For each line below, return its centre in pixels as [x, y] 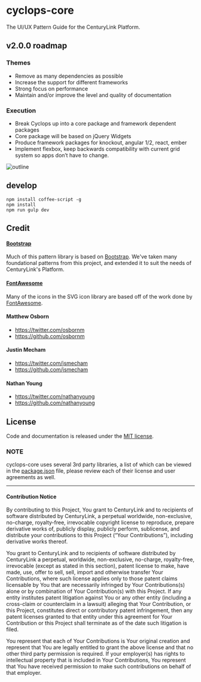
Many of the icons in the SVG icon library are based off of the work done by [99, 296]
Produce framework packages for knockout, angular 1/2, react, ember [101, 142]
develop [22, 186]
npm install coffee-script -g [44, 199]
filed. [13, 629]
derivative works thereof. [37, 541]
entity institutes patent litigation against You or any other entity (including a [99, 598]
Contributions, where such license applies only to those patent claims [92, 579]
